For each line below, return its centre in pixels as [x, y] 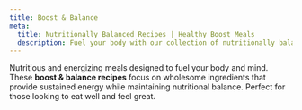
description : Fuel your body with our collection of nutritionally [147, 42]
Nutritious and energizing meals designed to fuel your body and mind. [139, 68]
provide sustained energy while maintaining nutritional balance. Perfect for [147, 87]
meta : [19, 26]
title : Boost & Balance [54, 17]
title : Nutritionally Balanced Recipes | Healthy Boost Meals [136, 34]
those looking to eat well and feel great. [82, 97]
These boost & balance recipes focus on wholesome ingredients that [138, 78]
